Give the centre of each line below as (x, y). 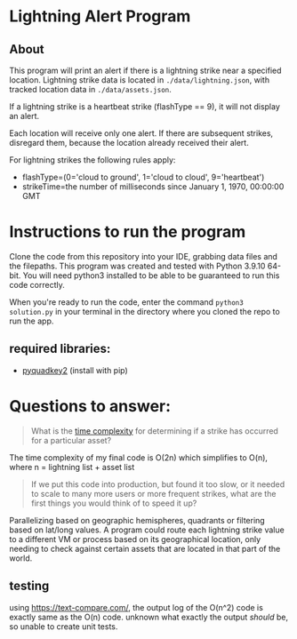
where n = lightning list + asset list (72, 467)
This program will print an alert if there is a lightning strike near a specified (145, 70)
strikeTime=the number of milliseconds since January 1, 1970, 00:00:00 (153, 187)
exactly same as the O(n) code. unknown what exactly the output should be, (149, 617)
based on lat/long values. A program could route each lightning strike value (147, 530)
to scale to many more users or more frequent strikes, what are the (153, 493)
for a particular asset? (71, 440)
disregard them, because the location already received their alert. (129, 143)
